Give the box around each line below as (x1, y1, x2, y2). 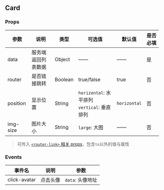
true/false (78, 76, 101, 83)
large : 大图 (78, 124, 103, 131)
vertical (78, 105, 99, 110)
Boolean (54, 76, 74, 83)
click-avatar (7, 176, 36, 183)
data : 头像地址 (65, 176, 98, 183)
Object (54, 56, 70, 63)
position (7, 100, 26, 106)
